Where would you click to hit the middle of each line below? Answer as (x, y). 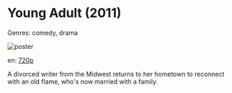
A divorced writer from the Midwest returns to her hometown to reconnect (116, 74)
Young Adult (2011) (64, 13)
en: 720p (21, 60)
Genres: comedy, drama (43, 33)
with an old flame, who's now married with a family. (83, 81)
